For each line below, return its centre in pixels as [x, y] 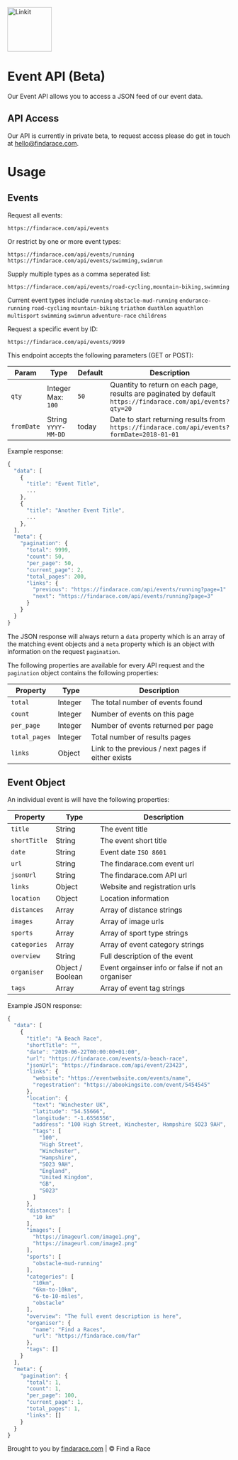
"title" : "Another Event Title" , [75, 510]
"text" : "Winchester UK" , [71, 1105]
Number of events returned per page [152, 725]
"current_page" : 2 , [55, 570]
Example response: [35, 451]
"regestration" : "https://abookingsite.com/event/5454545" [122, 1085]
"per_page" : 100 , [52, 1396]
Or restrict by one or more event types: [64, 241]
